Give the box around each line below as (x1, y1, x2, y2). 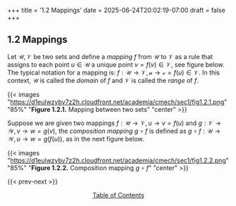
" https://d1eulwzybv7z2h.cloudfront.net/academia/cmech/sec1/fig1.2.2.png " (7, 156, 229, 165)
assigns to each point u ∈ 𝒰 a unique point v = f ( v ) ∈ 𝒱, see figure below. (7, 60, 225, 69)
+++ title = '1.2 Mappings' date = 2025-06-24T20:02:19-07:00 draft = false (7, 6, 225, 14)
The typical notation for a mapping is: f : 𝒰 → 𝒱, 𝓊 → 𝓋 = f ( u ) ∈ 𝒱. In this (7, 68, 221, 77)
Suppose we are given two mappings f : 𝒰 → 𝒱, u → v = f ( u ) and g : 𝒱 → (7, 119, 222, 127)
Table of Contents (92, 191, 144, 199)
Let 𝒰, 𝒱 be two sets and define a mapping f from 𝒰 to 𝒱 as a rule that (7, 52, 213, 60)
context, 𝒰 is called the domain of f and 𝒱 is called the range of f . (7, 76, 199, 84)
